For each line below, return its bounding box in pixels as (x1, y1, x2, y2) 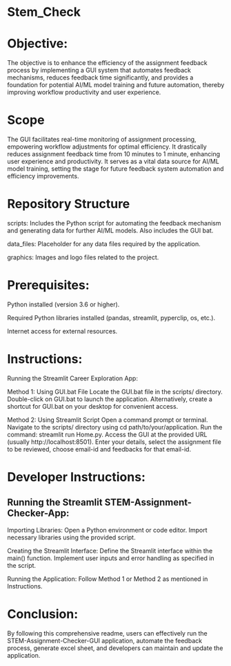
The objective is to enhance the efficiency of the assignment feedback (7, 59, 208, 67)
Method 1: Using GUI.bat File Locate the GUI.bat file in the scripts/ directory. (7, 387, 223, 396)
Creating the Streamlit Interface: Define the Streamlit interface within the (7, 546, 213, 555)
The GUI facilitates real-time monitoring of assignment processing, (7, 136, 197, 144)
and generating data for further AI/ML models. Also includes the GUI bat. (7, 226, 214, 234)
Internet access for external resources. (7, 326, 118, 335)
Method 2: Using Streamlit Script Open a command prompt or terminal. (7, 416, 208, 424)
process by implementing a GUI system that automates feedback (7, 66, 192, 75)
